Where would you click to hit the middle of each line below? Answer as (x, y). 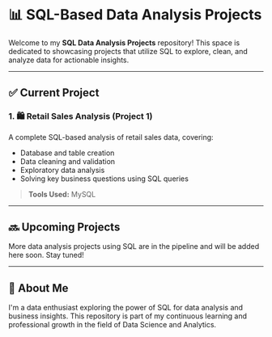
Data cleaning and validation (68, 161)
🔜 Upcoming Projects (64, 227)
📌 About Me (38, 288)
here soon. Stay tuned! (46, 255)
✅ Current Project (54, 93)
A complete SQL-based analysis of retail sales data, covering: (111, 137)
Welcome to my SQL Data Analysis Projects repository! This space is (124, 42)
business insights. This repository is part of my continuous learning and (128, 316)
